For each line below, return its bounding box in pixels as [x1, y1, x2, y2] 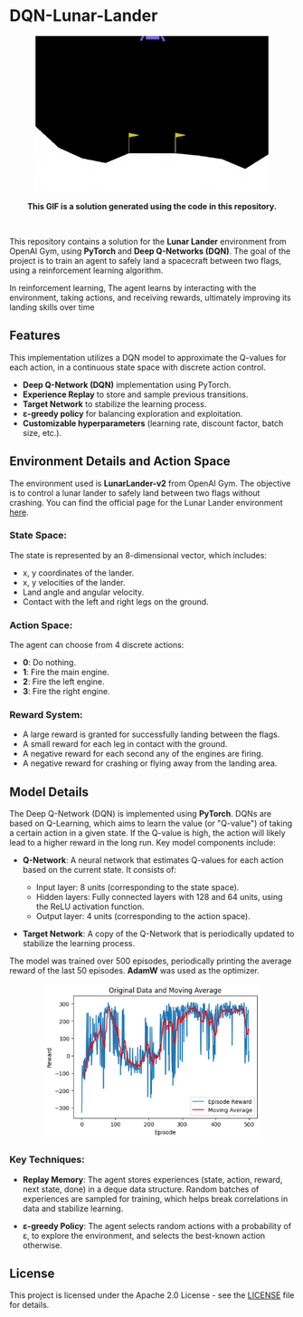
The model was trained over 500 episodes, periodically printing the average [9, 955, 292, 966]
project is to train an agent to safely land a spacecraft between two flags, [9, 255, 282, 266]
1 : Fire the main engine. [22, 667, 110, 678]
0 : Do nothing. [22, 657, 77, 668]
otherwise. [22, 1239, 63, 1251]
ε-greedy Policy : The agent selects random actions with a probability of [22, 1220, 292, 1231]
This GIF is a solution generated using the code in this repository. [26, 200, 278, 211]
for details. [9, 1300, 50, 1311]
